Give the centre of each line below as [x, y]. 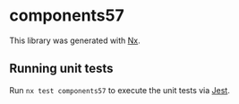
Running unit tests [61, 69]
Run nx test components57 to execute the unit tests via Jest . [119, 90]
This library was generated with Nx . [75, 40]
